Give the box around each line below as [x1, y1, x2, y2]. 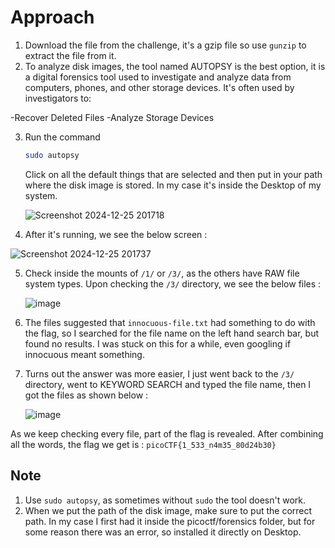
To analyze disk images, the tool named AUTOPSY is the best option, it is [24, 60, 326, 72]
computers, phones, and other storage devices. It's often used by [24, 81, 295, 93]
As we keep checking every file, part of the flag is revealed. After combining [10, 427, 324, 440]
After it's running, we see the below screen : [24, 228, 208, 240]
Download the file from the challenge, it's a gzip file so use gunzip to [24, 39, 307, 51]
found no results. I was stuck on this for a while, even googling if [24, 337, 292, 350]
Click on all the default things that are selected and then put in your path [24, 168, 323, 180]
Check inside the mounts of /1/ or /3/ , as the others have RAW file [24, 267, 300, 279]
